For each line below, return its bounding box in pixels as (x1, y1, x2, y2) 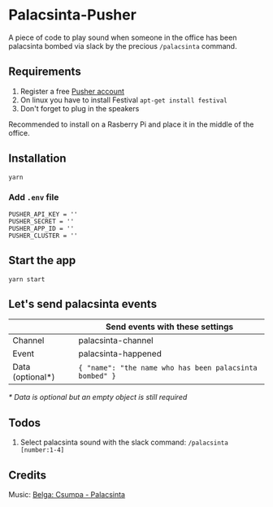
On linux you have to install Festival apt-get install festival (19, 95, 227, 105)
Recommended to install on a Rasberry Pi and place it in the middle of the (8, 119, 254, 129)
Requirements (8, 65, 81, 79)
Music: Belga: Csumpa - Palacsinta (8, 490, 126, 500)
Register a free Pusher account (19, 86, 124, 96)
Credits (8, 468, 47, 482)
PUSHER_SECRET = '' (8, 217, 75, 225)
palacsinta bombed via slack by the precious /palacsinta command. (8, 41, 237, 50)
